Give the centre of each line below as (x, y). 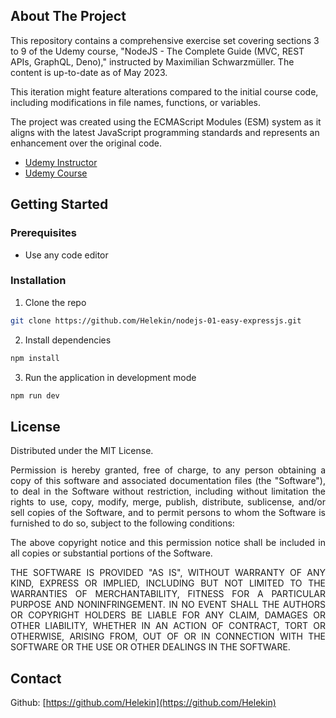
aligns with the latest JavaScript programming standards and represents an (165, 132)
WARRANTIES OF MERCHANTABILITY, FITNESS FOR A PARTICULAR (168, 594)
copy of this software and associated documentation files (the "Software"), (168, 481)
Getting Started (59, 204)
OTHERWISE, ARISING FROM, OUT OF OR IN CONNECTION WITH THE (168, 636)
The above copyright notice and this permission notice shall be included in (168, 543)
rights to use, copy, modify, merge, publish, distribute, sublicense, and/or (168, 502)
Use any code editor (66, 255)
